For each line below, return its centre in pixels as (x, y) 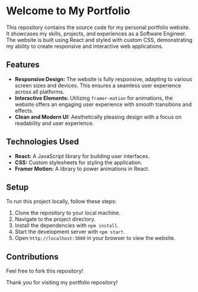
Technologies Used (42, 142)
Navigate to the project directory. (55, 219)
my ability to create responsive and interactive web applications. (85, 46)
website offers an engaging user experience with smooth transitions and (103, 104)
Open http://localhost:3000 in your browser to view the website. (95, 238)
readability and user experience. (54, 123)
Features (23, 65)
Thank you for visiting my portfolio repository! (62, 283)
